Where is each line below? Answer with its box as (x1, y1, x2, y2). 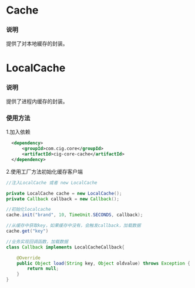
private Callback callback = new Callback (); (6, 196, 119, 202)
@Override (16, 254, 41, 261)
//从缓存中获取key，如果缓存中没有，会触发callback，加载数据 (6, 223, 141, 229)
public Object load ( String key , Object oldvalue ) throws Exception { (16, 260, 191, 266)
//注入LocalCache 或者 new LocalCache (6, 180, 98, 186)
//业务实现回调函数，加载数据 (6, 239, 69, 244)
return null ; (27, 266, 59, 272)
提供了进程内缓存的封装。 (6, 98, 68, 105)
